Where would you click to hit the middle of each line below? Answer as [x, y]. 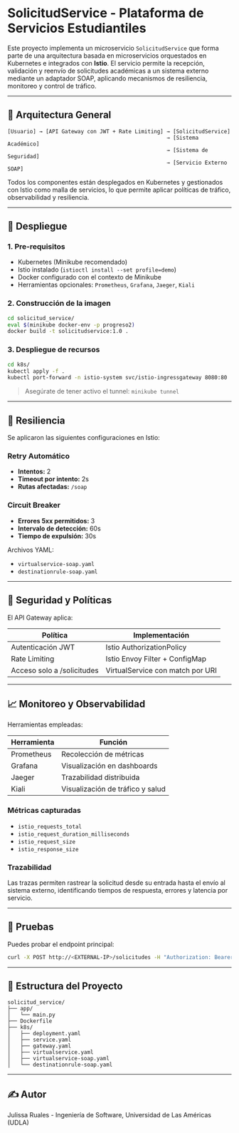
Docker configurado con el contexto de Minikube [89, 277]
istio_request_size [47, 842]
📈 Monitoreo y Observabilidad [76, 704]
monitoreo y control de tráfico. [52, 86]
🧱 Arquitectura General [59, 115]
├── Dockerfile [30, 1021]
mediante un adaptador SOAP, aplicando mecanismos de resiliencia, [107, 78]
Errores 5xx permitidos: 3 [56, 521]
